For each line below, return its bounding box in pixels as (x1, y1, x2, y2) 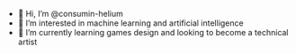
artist (17, 36, 38, 47)
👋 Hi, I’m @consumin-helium (17, 9, 123, 19)
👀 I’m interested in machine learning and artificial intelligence (17, 18, 245, 28)
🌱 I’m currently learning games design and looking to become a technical (17, 27, 290, 37)
